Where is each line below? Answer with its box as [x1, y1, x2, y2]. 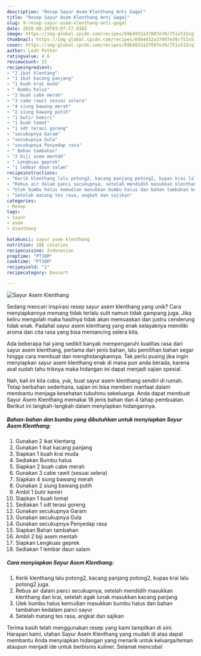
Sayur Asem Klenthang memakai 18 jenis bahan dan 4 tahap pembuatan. [7, 396, 185, 403]
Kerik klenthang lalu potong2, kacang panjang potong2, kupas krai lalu [15, 574, 189, 581]
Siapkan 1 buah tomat [15, 495, 69, 502]
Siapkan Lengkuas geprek [15, 539, 80, 546]
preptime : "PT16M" [7, 253, 52, 259]
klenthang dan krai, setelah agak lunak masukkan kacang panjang [15, 593, 178, 600]
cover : [7, 42, 23, 48]
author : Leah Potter [7, 48, 58, 54]
